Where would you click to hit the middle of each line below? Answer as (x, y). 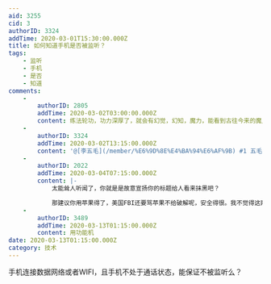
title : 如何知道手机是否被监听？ (57, 46)
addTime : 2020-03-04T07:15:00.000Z (97, 173)
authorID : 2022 (63, 166)
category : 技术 (33, 248)
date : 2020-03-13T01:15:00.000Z (63, 240)
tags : (17, 53)
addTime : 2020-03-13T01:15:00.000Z (97, 226)
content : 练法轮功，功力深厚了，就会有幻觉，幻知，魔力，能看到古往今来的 (147, 121)
